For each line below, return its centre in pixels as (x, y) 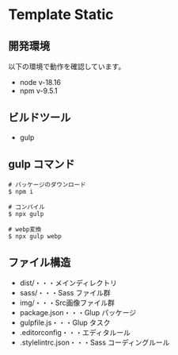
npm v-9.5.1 (38, 91)
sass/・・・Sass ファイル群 (65, 293)
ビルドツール (40, 118)
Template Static (61, 15)
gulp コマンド (42, 164)
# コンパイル (27, 207)
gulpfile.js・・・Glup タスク (65, 322)
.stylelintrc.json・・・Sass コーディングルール (95, 342)
